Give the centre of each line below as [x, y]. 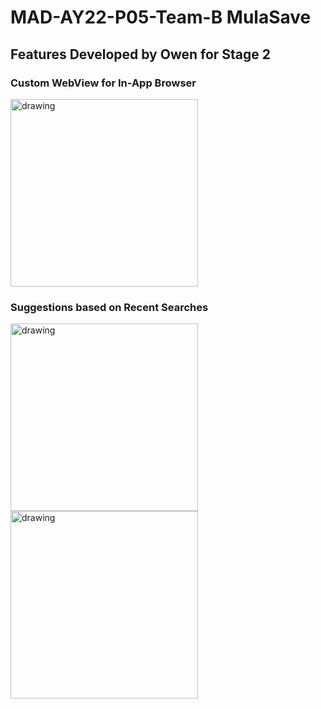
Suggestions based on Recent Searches [109, 307]
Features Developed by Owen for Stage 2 [141, 54]
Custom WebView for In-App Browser [103, 83]
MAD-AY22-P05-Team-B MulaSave [161, 17]
